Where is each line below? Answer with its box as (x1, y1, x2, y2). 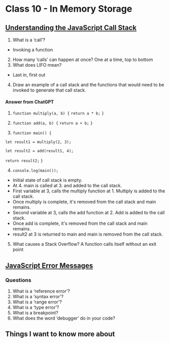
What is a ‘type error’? (12, 304, 59, 310)
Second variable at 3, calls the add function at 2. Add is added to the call (12, 210, 165, 216)
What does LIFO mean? (12, 62, 62, 68)
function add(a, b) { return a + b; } (12, 121, 93, 126)
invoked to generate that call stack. (12, 87, 86, 93)
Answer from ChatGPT (5, 99, 54, 105)
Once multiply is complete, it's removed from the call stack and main (12, 199, 156, 205)
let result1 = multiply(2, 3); (5, 139, 72, 145)
